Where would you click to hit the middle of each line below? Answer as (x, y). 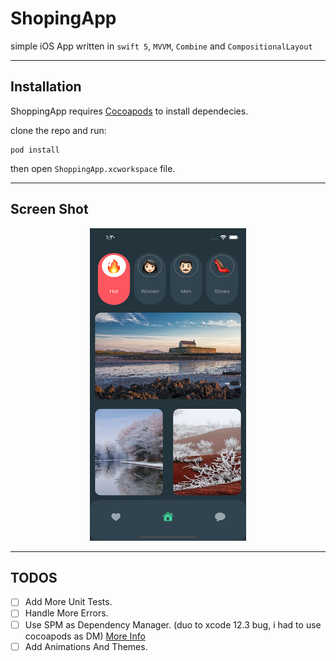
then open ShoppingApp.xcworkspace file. (93, 168)
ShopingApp (63, 18)
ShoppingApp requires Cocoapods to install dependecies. (129, 111)
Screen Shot (49, 209)
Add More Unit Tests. (68, 602)
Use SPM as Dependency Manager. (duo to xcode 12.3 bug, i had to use (173, 624)
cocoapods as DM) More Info (85, 636)
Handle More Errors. (66, 613)
